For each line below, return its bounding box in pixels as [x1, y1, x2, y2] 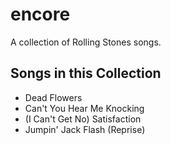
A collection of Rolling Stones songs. [10, 36, 162, 48]
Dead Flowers [24, 91, 83, 103]
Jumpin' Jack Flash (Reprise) [24, 123, 146, 135]
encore [10, 3, 71, 26]
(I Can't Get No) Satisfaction [24, 113, 142, 125]
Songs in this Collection [10, 65, 162, 82]
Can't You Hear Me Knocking [24, 102, 145, 114]
